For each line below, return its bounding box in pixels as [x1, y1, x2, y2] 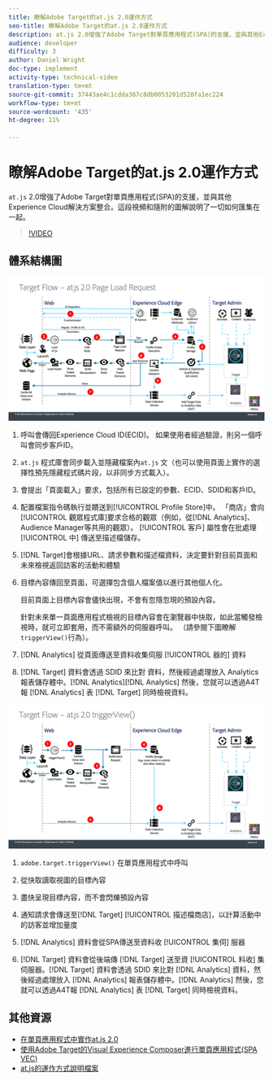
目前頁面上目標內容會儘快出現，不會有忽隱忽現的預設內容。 [19, 595, 220, 605]
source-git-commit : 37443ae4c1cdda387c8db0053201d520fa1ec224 [8, 90, 223, 98]
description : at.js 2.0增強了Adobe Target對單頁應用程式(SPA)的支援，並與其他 [8, 30, 260, 38]
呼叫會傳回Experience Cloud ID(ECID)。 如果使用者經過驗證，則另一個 [19, 430, 256, 440]
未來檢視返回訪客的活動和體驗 [19, 560, 120, 570]
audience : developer [8, 39, 79, 47]
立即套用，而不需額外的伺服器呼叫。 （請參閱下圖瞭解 [55, 623, 236, 632]
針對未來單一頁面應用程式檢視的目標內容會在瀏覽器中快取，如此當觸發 [19, 612, 256, 622]
